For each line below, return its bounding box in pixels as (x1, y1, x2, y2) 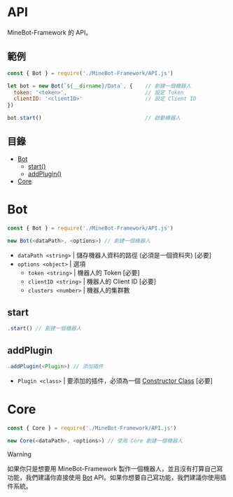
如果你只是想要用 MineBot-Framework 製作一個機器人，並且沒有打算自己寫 (7, 464, 223, 472)
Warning (7, 449, 31, 458)
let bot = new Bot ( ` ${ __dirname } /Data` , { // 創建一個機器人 (7, 82, 191, 90)
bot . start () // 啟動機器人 (7, 115, 181, 122)
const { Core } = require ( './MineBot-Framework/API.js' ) (7, 424, 177, 431)
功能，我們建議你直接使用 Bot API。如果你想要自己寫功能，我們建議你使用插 (7, 473, 227, 482)
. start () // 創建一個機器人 (7, 325, 82, 332)
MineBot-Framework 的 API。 (7, 28, 92, 36)
